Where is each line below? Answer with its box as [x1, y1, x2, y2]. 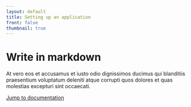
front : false [6, 20, 38, 25]
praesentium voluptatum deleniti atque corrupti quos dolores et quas [6, 76, 173, 83]
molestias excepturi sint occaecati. [6, 83, 91, 90]
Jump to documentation [6, 94, 64, 101]
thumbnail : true [6, 25, 46, 31]
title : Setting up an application [6, 14, 91, 20]
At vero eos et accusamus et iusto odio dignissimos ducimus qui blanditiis [6, 70, 186, 77]
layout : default [6, 8, 46, 15]
